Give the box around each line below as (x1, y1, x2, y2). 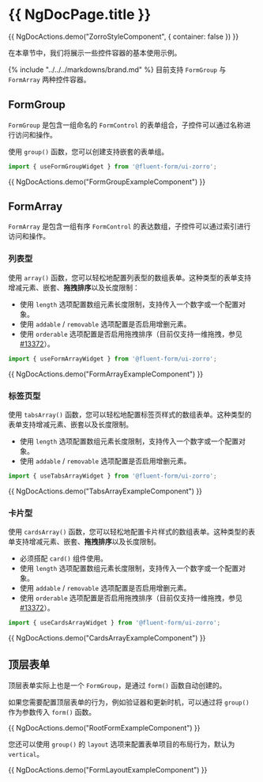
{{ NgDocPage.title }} (8, 6, 152, 24)
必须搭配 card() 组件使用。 (19, 553, 108, 563)
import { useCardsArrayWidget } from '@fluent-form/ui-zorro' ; (8, 619, 221, 627)
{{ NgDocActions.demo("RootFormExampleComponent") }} (8, 723, 201, 732)
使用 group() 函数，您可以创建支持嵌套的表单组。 (8, 146, 168, 156)
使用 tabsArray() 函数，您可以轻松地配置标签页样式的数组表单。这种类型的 (8, 410, 252, 419)
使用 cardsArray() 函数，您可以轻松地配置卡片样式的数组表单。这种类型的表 (8, 527, 255, 537)
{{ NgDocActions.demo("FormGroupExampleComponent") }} (8, 176, 206, 187)
